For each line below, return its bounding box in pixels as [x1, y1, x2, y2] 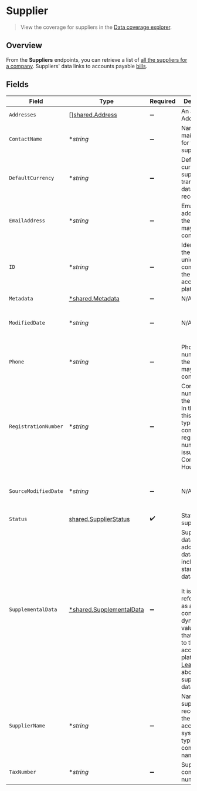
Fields [6, 79, 29, 89]
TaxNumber [9, 769, 36, 775]
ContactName [9, 135, 43, 142]
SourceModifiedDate [9, 488, 63, 495]
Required [150, 97, 176, 105]
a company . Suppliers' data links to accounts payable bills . [6, 62, 148, 69]
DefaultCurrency [9, 175, 55, 181]
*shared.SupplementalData [69, 605, 145, 613]
